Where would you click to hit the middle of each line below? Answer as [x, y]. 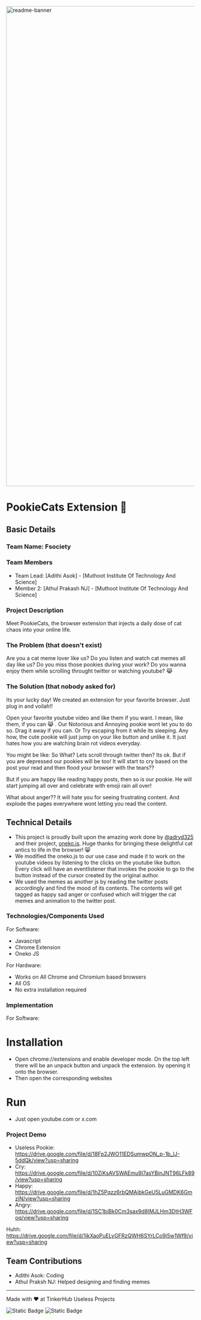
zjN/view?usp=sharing [42, 1199]
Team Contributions [44, 1261]
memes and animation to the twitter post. [66, 901]
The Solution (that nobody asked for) [61, 686]
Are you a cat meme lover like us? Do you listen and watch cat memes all [96, 658]
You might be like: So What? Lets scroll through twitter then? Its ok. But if [96, 755]
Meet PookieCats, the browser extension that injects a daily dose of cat [94, 623]
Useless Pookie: [35, 1148]
